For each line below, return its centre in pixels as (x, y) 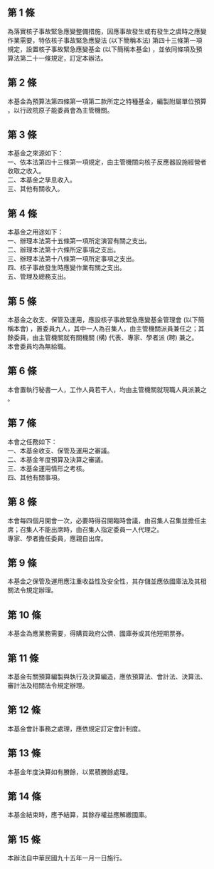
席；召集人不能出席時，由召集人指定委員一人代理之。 (85, 529)
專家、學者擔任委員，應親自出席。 (57, 538)
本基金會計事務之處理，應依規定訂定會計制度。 (76, 729)
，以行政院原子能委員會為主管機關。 (60, 110)
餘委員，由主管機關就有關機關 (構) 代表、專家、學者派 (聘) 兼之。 (103, 338)
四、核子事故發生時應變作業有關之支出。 (66, 268)
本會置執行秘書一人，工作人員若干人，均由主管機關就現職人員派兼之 (107, 389)
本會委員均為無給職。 (38, 346)
